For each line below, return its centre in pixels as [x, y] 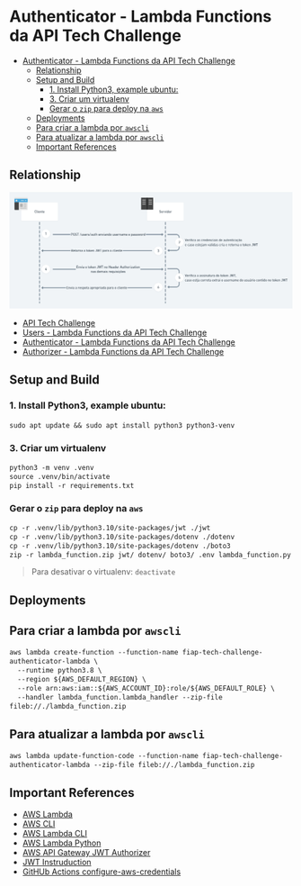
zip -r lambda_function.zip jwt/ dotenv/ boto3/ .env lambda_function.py [150, 556]
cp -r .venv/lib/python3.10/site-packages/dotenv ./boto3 [120, 547]
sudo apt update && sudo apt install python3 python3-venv [122, 425]
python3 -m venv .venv [52, 467]
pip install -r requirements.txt [72, 485]
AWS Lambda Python [62, 843]
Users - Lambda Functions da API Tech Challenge [115, 332]
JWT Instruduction [57, 863]
